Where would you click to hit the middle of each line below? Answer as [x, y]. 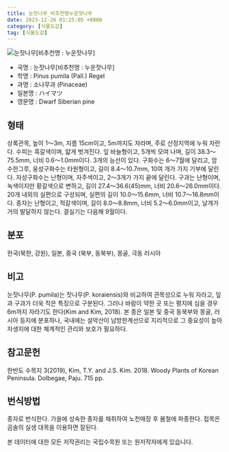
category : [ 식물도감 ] [35, 26]
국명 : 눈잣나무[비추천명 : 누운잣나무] [66, 67]
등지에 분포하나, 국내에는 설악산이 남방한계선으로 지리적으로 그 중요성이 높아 [121, 320]
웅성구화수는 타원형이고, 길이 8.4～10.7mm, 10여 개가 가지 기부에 [120, 169]
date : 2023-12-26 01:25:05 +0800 [55, 20]
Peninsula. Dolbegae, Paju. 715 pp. [56, 378]
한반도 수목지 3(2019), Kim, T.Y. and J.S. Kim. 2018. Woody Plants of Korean [113, 370]
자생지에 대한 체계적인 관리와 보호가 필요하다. [67, 329]
